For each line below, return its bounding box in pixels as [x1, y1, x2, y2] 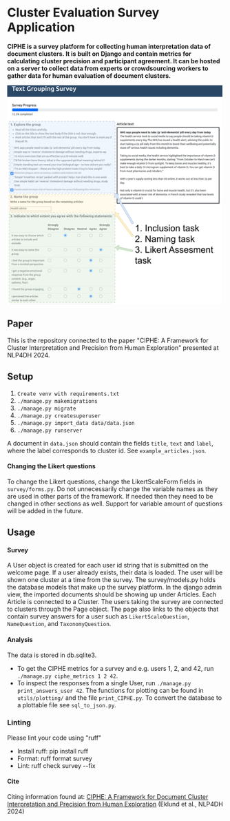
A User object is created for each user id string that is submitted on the [7, 561, 209, 570]
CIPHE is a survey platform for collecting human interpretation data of [7, 42, 211, 50]
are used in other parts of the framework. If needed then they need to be [7, 492, 213, 500]
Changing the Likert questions [7, 462, 96, 470]
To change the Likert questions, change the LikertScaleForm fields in [7, 477, 202, 486]
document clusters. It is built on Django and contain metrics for [7, 50, 191, 58]
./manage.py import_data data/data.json [17, 419, 135, 426]
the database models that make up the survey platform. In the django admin [7, 583, 222, 592]
